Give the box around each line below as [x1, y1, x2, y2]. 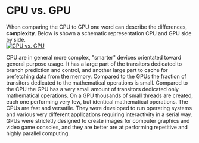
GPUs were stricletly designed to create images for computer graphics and [6, 117, 190, 124]
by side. [6, 36, 26, 43]
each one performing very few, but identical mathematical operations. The [6, 98, 188, 105]
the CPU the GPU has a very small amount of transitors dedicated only [6, 85, 179, 92]
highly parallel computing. [6, 129, 70, 137]
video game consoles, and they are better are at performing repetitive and [6, 123, 188, 130]
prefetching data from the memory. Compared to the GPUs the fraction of [6, 73, 186, 80]
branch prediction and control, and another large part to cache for [6, 66, 168, 73]
